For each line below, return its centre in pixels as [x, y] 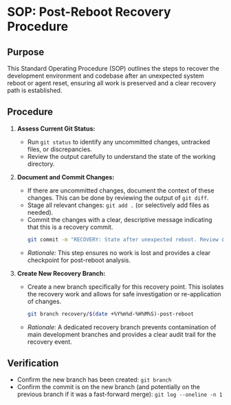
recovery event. [49, 342]
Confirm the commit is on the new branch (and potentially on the [109, 387]
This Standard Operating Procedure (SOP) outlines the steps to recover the [113, 68]
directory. [41, 164]
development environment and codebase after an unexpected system [106, 76]
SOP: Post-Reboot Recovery [89, 12]
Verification [33, 363]
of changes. [44, 301]
